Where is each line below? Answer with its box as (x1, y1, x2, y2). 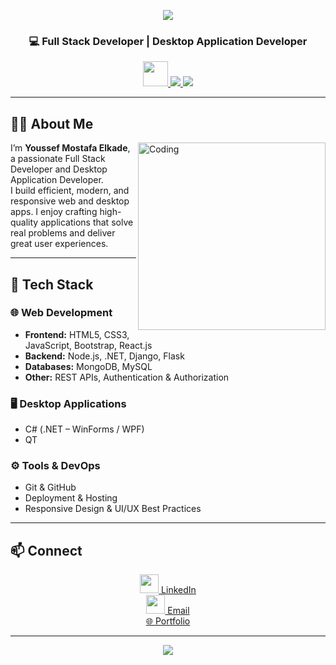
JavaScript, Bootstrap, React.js (24, 339, 153, 351)
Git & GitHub (24, 481, 77, 494)
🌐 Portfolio (145, 615, 191, 627)
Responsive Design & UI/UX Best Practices (24, 503, 202, 515)
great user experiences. (10, 238, 109, 250)
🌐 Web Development (10, 306, 113, 320)
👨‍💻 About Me (10, 115, 94, 132)
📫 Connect (10, 542, 83, 559)
